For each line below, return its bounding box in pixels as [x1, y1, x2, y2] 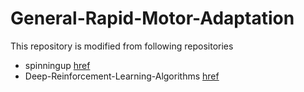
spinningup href [24, 59, 91, 71]
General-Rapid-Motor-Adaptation [10, 7, 295, 30]
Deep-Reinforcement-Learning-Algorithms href [24, 70, 220, 82]
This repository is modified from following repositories [10, 40, 234, 52]
